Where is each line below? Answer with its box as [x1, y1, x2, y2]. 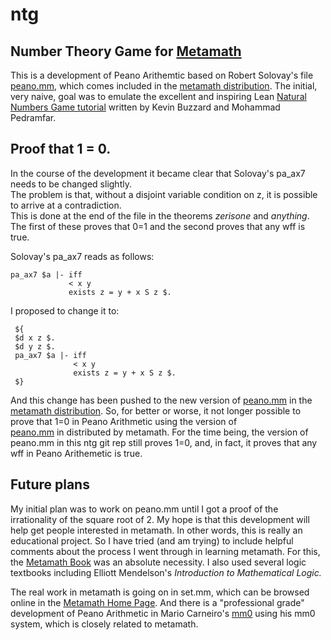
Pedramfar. [10, 112, 57, 123]
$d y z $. [14, 341, 56, 352]
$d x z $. [14, 333, 56, 343]
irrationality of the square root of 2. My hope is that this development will [10, 513, 310, 525]
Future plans [10, 476, 90, 493]
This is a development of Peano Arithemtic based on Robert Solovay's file [10, 69, 314, 81]
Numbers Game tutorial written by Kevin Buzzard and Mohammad [10, 101, 281, 113]
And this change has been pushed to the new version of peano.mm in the [10, 394, 313, 406]
